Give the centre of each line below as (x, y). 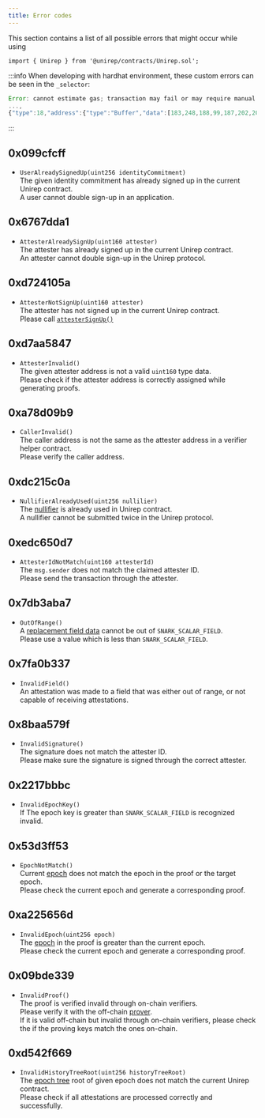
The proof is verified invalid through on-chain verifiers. (108, 1003)
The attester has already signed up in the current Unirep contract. (127, 249)
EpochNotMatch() (46, 866)
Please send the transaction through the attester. (99, 578)
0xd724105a (39, 283)
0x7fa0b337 (39, 664)
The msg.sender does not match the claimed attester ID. (109, 569)
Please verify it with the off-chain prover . (86, 1011)
